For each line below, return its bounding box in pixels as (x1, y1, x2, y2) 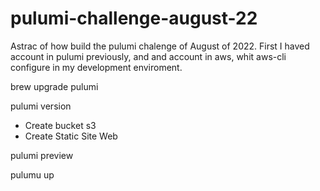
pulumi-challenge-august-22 (10, 7, 258, 30)
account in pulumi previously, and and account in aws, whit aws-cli (10, 50, 287, 62)
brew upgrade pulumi (10, 80, 99, 92)
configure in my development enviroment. (10, 61, 183, 73)
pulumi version (10, 100, 72, 112)
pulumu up (10, 168, 55, 181)
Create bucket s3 (24, 119, 97, 131)
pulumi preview (10, 149, 74, 161)
